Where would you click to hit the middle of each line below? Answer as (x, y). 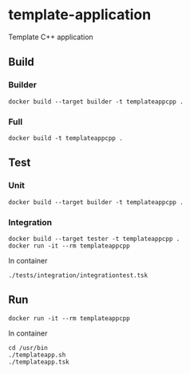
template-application (80, 15)
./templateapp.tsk (39, 362)
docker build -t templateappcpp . (66, 138)
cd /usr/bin (28, 348)
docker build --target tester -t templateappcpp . (94, 239)
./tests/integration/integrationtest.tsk (78, 275)
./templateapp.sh (37, 355)
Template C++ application (51, 37)
